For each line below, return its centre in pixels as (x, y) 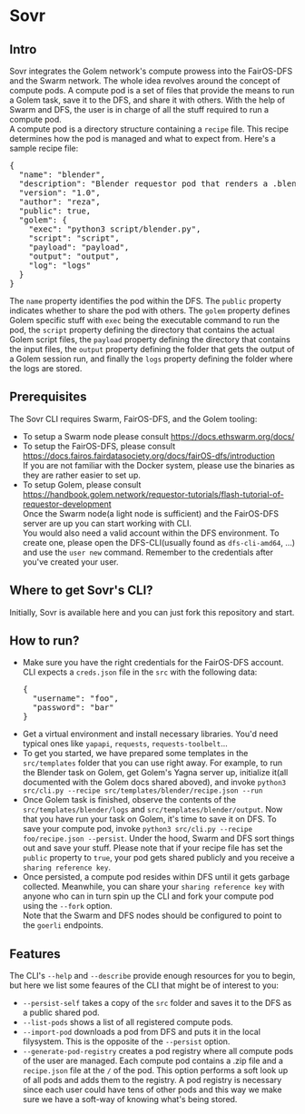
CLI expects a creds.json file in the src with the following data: (140, 672)
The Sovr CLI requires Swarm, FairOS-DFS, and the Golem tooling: (133, 419)
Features (35, 954)
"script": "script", (74, 238)
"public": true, (55, 211)
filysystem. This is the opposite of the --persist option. (126, 1041)
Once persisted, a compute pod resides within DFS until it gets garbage (156, 877)
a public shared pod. (61, 1012)
